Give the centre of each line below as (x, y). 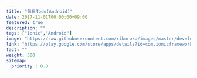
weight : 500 (21, 55)
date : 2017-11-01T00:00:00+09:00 (47, 17)
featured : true (25, 22)
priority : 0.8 (30, 66)
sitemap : (17, 60)
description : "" (26, 28)
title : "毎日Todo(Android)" (40, 11)
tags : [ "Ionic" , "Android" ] (39, 33)
